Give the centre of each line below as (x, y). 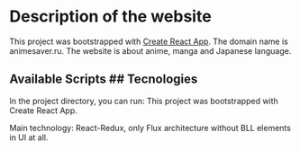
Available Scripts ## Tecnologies (104, 79)
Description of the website (110, 17)
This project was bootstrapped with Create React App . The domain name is (149, 41)
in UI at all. (29, 137)
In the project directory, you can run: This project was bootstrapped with (144, 101)
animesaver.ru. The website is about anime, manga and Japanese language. (150, 50)
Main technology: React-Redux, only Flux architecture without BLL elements (150, 128)
